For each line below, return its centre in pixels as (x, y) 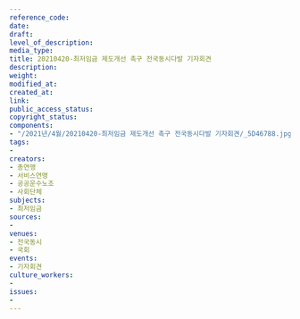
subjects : (28, 201)
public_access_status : (51, 109)
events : (24, 259)
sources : (25, 217)
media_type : (31, 51)
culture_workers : (42, 275)
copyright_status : (43, 117)
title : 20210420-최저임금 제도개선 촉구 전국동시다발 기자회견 (110, 59)
